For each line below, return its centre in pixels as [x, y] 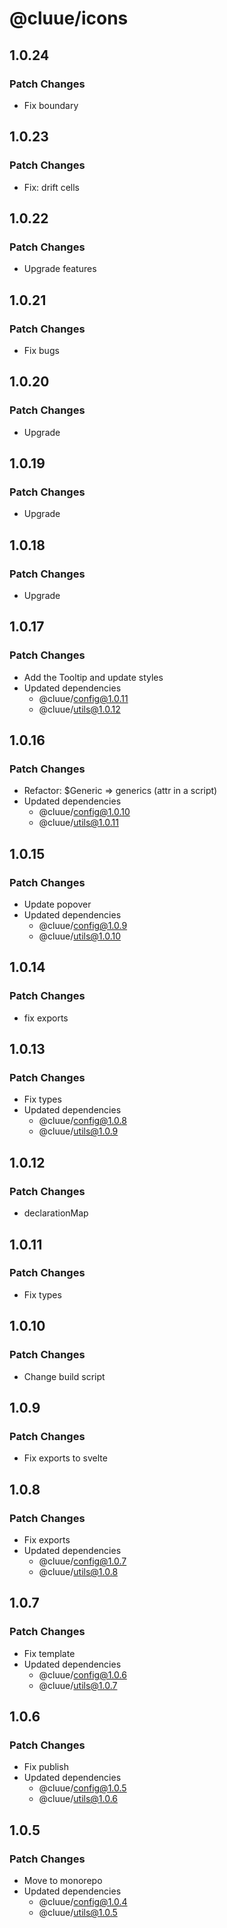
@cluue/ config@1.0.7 [82, 1561]
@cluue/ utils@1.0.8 [78, 1571]
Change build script [64, 1376]
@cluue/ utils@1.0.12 [79, 709]
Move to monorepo [63, 1880]
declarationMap [56, 1213]
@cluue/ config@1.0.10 [84, 812]
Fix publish [46, 1767]
